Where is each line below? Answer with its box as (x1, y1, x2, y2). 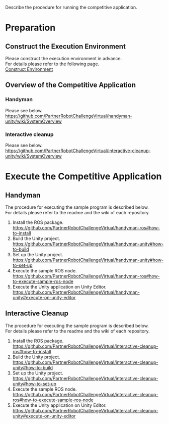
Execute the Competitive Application (5, 171, 162, 182)
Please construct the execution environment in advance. (5, 56, 122, 61)
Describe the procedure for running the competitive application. (5, 5, 137, 10)
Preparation (5, 22, 56, 33)
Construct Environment (5, 66, 53, 72)
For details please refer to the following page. (5, 61, 100, 67)
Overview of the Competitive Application (5, 81, 136, 89)
